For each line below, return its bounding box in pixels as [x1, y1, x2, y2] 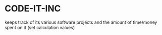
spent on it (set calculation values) [4, 24, 75, 30]
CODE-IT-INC [4, 3, 61, 14]
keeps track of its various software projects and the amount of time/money [4, 19, 157, 25]
